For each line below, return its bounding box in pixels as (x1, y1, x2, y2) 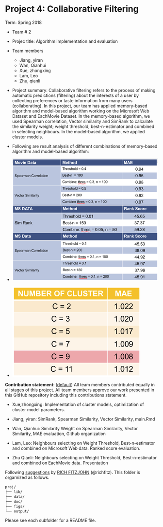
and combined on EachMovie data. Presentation (12, 460, 108, 466)
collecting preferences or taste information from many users (12, 97, 132, 103)
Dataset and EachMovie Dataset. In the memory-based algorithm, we (12, 113, 150, 119)
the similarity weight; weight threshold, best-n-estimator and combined (12, 123, 154, 129)
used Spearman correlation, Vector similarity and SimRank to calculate (12, 118, 153, 124)
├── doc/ (5, 499, 23, 504)
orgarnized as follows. (5, 474, 49, 480)
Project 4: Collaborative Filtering (5, 3, 139, 15)
